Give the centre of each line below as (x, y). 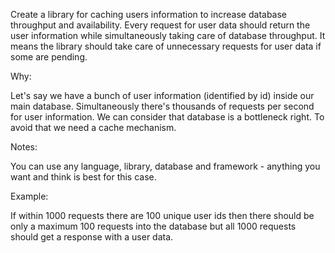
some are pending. (49, 57)
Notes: (24, 147)
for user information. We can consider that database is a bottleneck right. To (167, 117)
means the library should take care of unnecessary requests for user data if (166, 46)
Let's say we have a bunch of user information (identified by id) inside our (162, 95)
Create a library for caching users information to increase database (149, 14)
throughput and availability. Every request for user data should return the (160, 25)
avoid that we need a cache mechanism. (93, 127)
